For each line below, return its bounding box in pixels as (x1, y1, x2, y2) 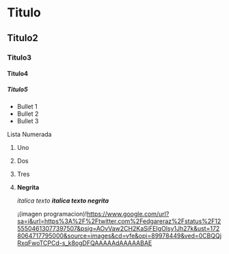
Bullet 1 (16, 103, 38, 111)
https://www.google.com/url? (86, 210, 170, 218)
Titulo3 (7, 53, 32, 62)
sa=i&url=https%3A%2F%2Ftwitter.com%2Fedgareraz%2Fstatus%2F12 (16, 217, 221, 225)
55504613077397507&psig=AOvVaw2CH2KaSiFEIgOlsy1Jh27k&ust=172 (16, 225, 220, 233)
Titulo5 (7, 85, 29, 93)
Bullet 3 (16, 117, 39, 125)
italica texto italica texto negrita (16, 196, 109, 205)
